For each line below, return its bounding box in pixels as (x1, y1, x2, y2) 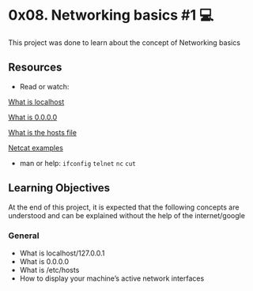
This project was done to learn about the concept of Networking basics (8, 37, 241, 47)
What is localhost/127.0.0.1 (19, 248, 105, 258)
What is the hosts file (8, 127, 77, 137)
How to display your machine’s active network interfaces (19, 274, 205, 283)
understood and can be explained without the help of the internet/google (8, 210, 245, 220)
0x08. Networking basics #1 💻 (8, 6, 214, 25)
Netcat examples (8, 143, 63, 153)
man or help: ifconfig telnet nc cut (19, 158, 136, 168)
